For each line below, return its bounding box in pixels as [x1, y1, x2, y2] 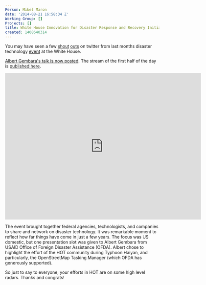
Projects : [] [5, 21, 32, 26]
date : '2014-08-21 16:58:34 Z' [5, 12, 69, 17]
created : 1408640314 [5, 30, 47, 35]
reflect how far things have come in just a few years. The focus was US [5, 234, 149, 240]
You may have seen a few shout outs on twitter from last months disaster [5, 44, 152, 49]
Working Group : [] [5, 16, 43, 21]
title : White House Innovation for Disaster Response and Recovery [5, 25, 146, 30]
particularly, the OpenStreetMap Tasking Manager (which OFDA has [5, 255, 142, 261]
